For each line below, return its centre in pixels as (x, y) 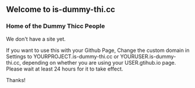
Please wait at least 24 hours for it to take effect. (65, 69)
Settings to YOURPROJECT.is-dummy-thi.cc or (62, 56)
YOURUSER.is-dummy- (148, 56)
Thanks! (16, 80)
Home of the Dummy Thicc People (56, 26)
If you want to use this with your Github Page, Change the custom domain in (98, 50)
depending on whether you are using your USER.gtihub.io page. (99, 62)
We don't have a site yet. (36, 39)
